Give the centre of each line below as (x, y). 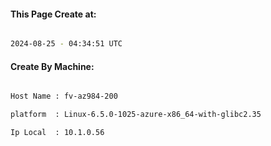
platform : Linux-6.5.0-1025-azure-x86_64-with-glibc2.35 (136, 115)
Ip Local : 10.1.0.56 (57, 133)
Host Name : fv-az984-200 (64, 96)
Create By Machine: (52, 66)
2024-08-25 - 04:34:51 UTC (66, 44)
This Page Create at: (53, 14)
